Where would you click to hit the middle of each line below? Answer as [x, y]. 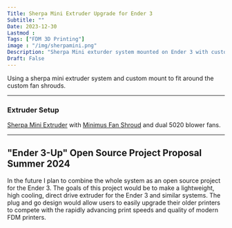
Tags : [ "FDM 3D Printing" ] [46, 39]
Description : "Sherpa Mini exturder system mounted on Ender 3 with [108, 53]
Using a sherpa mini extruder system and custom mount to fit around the [110, 78]
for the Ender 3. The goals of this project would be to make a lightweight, [111, 188]
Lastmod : [21, 33]
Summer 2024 [39, 164]
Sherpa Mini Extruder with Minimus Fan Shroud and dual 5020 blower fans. [114, 125]
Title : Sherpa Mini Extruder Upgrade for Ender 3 [80, 13]
